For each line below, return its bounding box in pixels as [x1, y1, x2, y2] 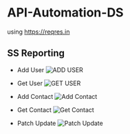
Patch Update [17, 119, 56, 127]
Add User [17, 65, 45, 74]
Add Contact [17, 92, 54, 100]
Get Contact [17, 105, 52, 114]
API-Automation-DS [7, 5, 124, 21]
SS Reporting [7, 47, 65, 59]
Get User [17, 79, 43, 87]
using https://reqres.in [7, 27, 70, 36]
